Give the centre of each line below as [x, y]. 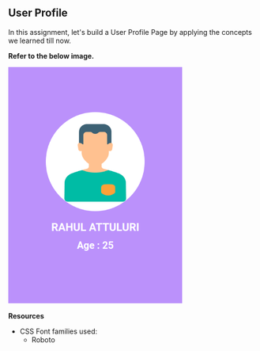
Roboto [43, 339]
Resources [26, 315]
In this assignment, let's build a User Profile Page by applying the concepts [130, 32]
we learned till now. [40, 40]
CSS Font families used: [58, 331]
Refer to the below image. [51, 55]
